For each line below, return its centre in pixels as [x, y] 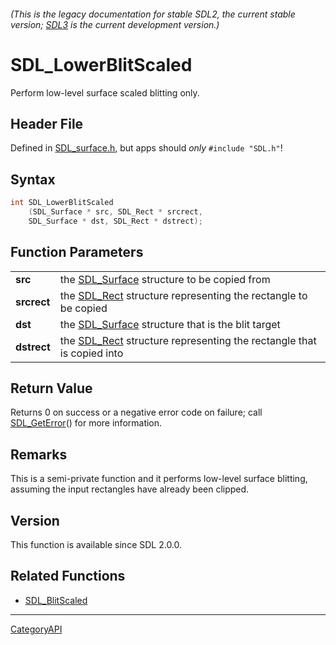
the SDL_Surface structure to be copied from [165, 279]
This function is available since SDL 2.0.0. [96, 545]
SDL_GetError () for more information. [86, 423]
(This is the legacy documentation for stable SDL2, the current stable [153, 14]
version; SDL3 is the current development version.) [115, 24]
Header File [47, 123]
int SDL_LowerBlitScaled [62, 203]
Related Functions [68, 576]
